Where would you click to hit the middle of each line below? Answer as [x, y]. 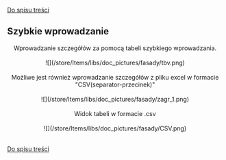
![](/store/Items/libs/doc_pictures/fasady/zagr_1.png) [115, 99]
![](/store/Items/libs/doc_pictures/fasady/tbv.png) [115, 62]
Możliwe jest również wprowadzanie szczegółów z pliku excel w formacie [115, 77]
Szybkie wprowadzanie [58, 31]
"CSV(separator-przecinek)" [115, 84]
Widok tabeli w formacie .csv [115, 113]
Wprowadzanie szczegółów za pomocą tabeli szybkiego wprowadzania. [115, 48]
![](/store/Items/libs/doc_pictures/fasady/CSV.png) [115, 128]
